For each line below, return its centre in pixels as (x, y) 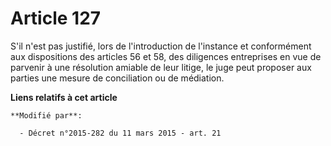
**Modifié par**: (46, 115)
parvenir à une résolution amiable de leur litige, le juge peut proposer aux (161, 67)
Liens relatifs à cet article (64, 97)
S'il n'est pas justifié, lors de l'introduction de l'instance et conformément (161, 46)
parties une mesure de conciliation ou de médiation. (117, 78)
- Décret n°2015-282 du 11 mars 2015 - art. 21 (120, 133)
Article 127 (56, 18)
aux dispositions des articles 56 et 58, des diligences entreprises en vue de (166, 56)
